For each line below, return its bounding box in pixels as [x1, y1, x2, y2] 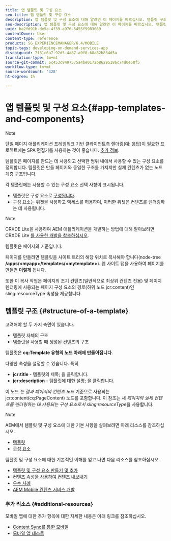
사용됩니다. [23, 205, 46, 211]
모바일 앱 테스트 [12, 530, 44, 536]
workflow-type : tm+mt [5, 64, 51, 69]
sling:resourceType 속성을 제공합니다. [5, 290, 82, 296]
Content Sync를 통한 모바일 [12, 524, 69, 530]
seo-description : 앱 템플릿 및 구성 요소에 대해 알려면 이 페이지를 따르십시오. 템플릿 [5, 21, 167, 27]
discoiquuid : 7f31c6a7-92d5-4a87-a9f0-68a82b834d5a [5, 50, 117, 55]
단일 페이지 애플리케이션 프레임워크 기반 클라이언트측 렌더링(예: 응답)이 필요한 [5, 140, 159, 147]
